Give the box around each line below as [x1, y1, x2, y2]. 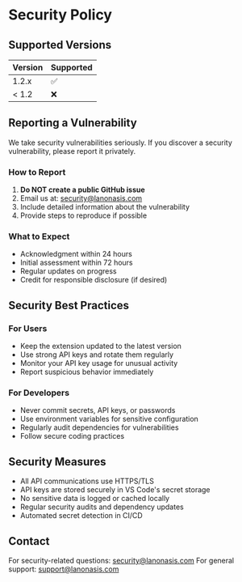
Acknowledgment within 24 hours [19, 249, 133, 259]
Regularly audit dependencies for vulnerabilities [19, 423, 179, 432]
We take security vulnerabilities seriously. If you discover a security [8, 138, 232, 147]
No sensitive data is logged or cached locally [19, 494, 170, 503]
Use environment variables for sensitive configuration [19, 414, 199, 424]
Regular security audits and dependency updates [19, 502, 184, 512]
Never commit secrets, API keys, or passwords [19, 406, 176, 415]
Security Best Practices [8, 298, 130, 312]
